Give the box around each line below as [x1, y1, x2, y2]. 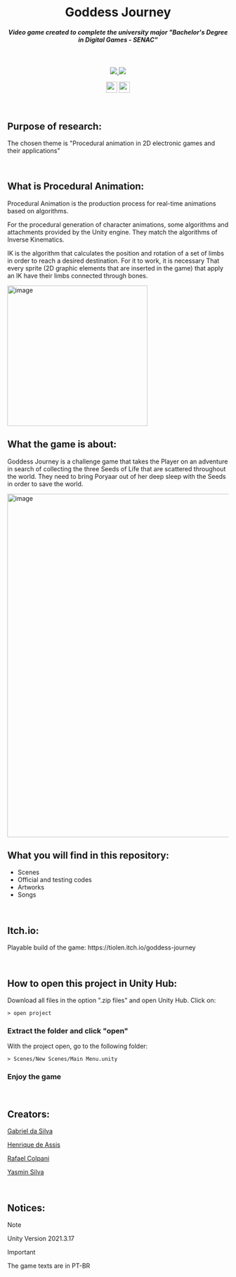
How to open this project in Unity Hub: [7, 977, 178, 990]
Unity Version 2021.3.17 [7, 1234, 75, 1243]
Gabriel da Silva [7, 1127, 53, 1135]
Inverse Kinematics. [7, 235, 65, 244]
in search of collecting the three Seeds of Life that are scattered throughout [7, 464, 226, 473]
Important [7, 1248, 36, 1257]
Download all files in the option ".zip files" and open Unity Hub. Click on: [7, 996, 216, 1004]
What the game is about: [7, 438, 117, 451]
